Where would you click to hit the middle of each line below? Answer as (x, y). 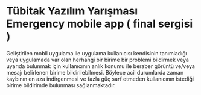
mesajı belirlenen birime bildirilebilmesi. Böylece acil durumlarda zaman (95, 72)
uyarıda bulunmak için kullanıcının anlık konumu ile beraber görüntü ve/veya (101, 66)
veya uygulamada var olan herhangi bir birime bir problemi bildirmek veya (97, 60)
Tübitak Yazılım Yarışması (72, 11)
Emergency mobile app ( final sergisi (100, 24)
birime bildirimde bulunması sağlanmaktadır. (61, 85)
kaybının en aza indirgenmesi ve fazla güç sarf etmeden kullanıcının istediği (100, 79)
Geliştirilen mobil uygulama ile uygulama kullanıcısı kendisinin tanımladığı (97, 53)
